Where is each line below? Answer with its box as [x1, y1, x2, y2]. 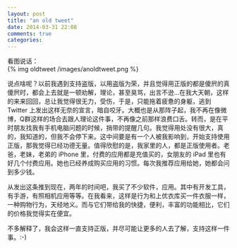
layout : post [7, 10, 46, 18]
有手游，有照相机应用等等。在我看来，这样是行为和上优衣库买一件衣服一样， [7, 191, 230, 200]
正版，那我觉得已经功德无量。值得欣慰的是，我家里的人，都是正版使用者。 [7, 141, 224, 150]
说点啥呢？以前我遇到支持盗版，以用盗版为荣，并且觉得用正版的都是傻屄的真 [7, 79, 230, 88]
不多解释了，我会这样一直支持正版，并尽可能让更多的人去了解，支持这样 [7, 224, 217, 233]
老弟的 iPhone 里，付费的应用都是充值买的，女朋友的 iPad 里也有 [37, 150, 226, 159]
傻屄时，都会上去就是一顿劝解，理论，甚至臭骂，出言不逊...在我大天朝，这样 [7, 88, 229, 97]
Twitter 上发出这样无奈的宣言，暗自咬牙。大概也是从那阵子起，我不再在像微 [7, 106, 227, 114]
